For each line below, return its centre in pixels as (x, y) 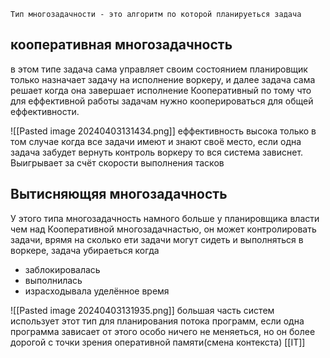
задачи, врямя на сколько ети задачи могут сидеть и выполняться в (157, 239)
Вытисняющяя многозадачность (119, 194)
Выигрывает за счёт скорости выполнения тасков (117, 162)
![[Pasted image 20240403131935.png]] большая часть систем (142, 310)
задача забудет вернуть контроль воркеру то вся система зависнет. (157, 152)
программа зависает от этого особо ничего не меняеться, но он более (163, 331)
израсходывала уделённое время (97, 291)
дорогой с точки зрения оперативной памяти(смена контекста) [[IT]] (158, 342)
